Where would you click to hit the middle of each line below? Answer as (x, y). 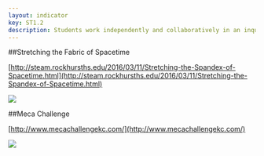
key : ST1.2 (26, 23)
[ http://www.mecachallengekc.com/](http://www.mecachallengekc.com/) (127, 129)
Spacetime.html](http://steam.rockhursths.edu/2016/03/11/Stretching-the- (128, 76)
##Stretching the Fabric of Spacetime (69, 53)
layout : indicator (38, 15)
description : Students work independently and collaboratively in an (125, 30)
